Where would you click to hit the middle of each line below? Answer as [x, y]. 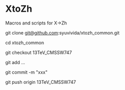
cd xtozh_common [25, 42]
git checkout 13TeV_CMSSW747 [39, 52]
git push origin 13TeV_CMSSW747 [41, 82]
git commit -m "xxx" [26, 72]
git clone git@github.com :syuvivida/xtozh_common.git [62, 33]
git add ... [15, 62]
